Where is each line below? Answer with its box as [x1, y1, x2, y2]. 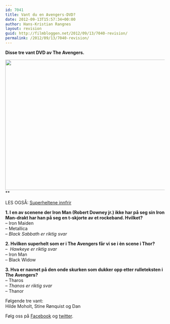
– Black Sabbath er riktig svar [5, 230, 67, 237]
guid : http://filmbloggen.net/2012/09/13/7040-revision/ [5, 31, 128, 36]
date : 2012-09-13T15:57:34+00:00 [5, 17, 76, 22]
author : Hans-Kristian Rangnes [5, 21, 71, 27]
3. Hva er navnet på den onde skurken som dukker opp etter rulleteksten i [5, 266, 163, 272]
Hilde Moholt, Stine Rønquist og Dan [5, 303, 81, 309]
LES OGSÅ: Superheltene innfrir [5, 199, 72, 205]
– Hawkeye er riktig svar [5, 246, 57, 252]
